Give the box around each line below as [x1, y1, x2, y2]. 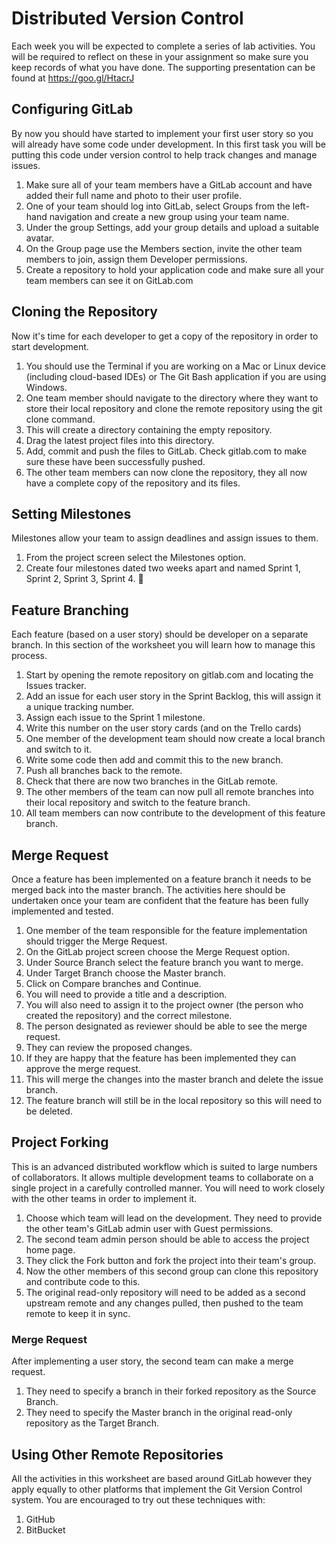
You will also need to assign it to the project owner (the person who [25, 999, 304, 1011]
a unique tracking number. [25, 701, 135, 713]
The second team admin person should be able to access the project [25, 1233, 310, 1245]
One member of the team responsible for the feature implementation [25, 925, 308, 936]
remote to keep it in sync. [25, 1307, 131, 1319]
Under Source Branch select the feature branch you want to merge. [25, 957, 304, 968]
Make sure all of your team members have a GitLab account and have [25, 178, 313, 191]
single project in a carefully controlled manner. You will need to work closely [11, 1182, 326, 1194]
